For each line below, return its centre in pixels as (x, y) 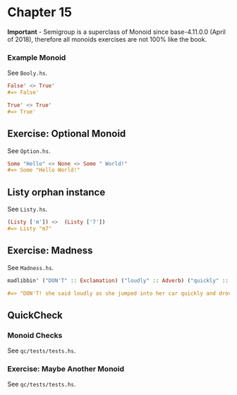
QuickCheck (35, 315)
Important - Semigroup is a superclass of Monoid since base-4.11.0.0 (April (116, 32)
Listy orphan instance (56, 192)
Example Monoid (37, 57)
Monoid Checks (35, 335)
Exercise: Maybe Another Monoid (66, 369)
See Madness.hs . (31, 267)
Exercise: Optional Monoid (67, 134)
